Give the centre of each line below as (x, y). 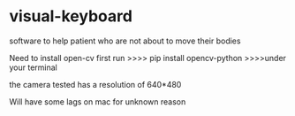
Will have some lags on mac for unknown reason (98, 101)
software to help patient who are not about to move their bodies (125, 41)
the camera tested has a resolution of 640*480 (95, 84)
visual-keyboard (71, 16)
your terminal (33, 67)
